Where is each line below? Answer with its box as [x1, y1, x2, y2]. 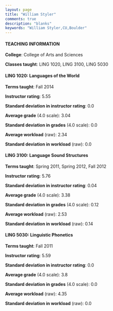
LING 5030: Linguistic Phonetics [5, 232, 73, 238]
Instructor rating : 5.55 [5, 93, 51, 99]
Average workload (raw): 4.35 [5, 291, 67, 297]
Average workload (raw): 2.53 [5, 211, 67, 217]
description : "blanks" [5, 21, 52, 26]
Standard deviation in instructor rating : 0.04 [5, 182, 97, 188]
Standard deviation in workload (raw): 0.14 [5, 221, 93, 227]
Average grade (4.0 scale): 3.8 [5, 272, 68, 277]
